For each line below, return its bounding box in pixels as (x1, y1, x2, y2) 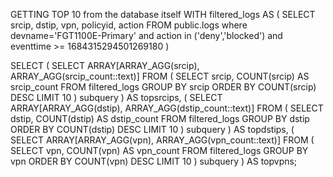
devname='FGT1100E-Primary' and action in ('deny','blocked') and (10, 30, 283, 41)
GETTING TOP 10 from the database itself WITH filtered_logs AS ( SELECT (10, 9, 316, 20)
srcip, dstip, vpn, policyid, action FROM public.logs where (10, 19, 248, 31)
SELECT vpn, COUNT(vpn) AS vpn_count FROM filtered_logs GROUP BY (10, 145, 309, 156)
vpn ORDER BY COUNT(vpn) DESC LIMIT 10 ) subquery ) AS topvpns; (10, 155, 298, 167)
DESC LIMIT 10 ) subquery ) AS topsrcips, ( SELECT (10, 92, 223, 103)
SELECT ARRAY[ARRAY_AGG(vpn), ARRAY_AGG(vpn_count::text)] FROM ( (10, 134, 315, 146)
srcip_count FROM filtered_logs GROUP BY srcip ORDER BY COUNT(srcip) (10, 81, 317, 93)
